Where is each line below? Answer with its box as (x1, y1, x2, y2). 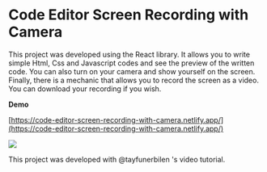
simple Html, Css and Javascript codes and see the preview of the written (8, 58, 255, 68)
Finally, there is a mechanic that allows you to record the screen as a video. (8, 75, 259, 85)
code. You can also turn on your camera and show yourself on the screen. (8, 66, 256, 76)
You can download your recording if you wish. (8, 83, 162, 94)
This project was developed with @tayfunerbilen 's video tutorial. (8, 154, 226, 164)
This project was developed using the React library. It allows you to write (8, 49, 251, 59)
